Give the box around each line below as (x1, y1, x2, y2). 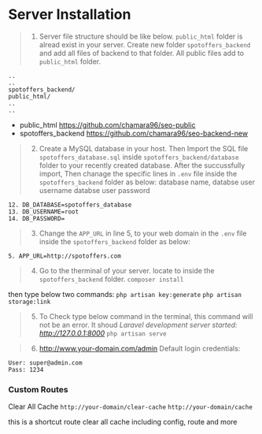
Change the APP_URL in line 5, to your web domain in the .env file (39, 228, 247, 238)
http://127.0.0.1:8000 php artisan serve (39, 328, 167, 338)
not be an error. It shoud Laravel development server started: (39, 320, 238, 329)
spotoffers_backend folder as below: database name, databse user (39, 177, 256, 187)
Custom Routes (8, 384, 68, 395)
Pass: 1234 (8, 365, 44, 373)
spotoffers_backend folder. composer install (39, 274, 184, 284)
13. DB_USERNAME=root (8, 207, 79, 216)
